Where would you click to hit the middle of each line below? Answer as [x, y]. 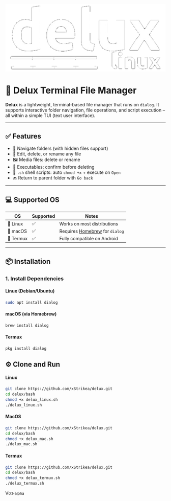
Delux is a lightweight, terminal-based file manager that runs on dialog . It [82, 104]
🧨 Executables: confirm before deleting [54, 167]
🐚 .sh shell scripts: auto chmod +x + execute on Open [67, 172]
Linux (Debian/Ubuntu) [30, 291]
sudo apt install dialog [32, 302]
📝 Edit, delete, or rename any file [47, 154]
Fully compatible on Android [89, 238]
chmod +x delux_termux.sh [33, 478]
